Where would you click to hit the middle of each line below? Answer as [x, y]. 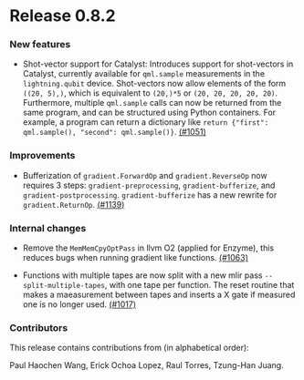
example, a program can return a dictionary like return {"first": [146, 122]
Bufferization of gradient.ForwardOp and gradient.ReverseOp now [145, 175]
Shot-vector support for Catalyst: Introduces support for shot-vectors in [158, 64]
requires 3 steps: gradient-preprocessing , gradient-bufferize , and [149, 185]
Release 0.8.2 [63, 16]
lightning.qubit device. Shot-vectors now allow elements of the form [154, 84]
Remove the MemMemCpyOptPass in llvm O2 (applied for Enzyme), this [148, 248]
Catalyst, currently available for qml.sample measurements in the [144, 74]
